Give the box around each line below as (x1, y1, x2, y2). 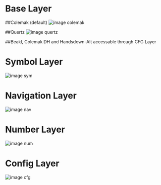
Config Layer (5, 158, 59, 169)
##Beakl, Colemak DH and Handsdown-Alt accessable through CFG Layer (5, 38, 157, 45)
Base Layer (5, 3, 52, 14)
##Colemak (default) (5, 19, 48, 25)
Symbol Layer (5, 56, 63, 68)
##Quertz (5, 29, 25, 35)
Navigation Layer (5, 90, 77, 101)
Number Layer (5, 124, 65, 135)
